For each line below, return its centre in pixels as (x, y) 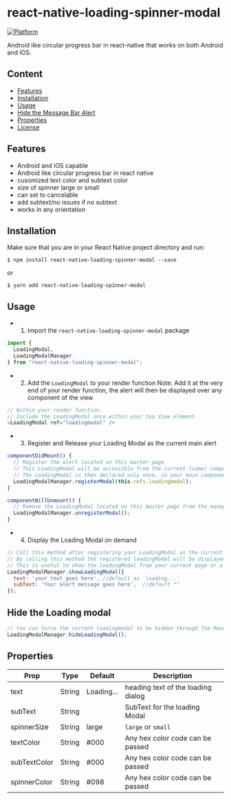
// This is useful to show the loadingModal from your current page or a (115, 565)
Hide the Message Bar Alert (56, 112)
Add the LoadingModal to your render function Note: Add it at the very (125, 383)
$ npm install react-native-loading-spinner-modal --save (92, 260)
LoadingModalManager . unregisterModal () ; (72, 513)
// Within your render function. (55, 410)
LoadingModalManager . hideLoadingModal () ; (67, 635)
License (28, 127)
